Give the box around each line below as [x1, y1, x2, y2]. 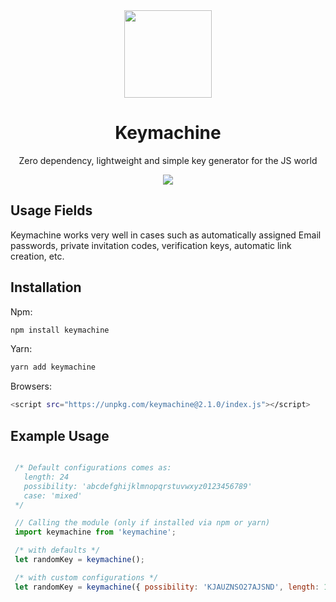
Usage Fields [10, 202, 93, 219]
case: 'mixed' [23, 490, 83, 501]
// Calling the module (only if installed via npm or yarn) [14, 518, 271, 528]
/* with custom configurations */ [14, 572, 159, 583]
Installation [10, 279, 82, 296]
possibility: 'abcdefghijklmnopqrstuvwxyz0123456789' [23, 481, 253, 491]
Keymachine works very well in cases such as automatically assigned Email [10, 229, 322, 241]
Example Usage [10, 427, 110, 444]
